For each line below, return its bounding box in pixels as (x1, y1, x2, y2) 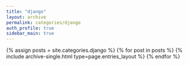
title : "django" (6, 8, 46, 15)
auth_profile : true (6, 25, 55, 31)
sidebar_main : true (6, 31, 55, 37)
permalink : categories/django (6, 19, 81, 25)
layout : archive (6, 14, 46, 20)
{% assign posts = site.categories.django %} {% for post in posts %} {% (6, 47, 183, 54)
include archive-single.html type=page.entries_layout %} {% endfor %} (6, 53, 180, 60)
